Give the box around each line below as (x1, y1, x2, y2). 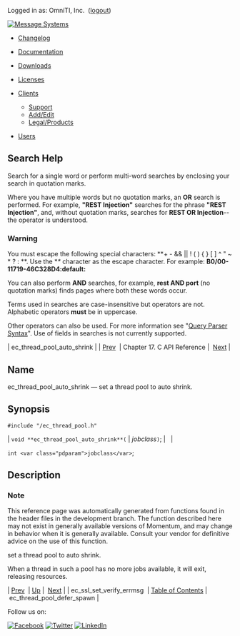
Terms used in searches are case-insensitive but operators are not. (7, 300, 205, 309)
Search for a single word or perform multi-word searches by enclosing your (7, 171, 230, 180)
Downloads (17, 61, 51, 70)
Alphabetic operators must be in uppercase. (7, 308, 138, 316)
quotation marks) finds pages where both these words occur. (7, 286, 188, 295)
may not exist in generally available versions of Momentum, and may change (7, 522, 233, 530)
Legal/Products (28, 118, 74, 126)
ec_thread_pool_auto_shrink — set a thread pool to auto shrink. (7, 382, 193, 391)
